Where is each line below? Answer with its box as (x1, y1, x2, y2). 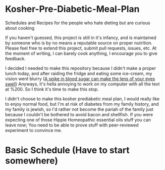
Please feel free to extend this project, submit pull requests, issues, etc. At (5, 45, 157, 51)
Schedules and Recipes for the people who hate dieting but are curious (5, 20, 150, 26)
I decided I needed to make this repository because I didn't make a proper (5, 65, 156, 71)
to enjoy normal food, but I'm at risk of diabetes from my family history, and (5, 101, 159, 107)
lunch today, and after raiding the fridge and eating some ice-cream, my (5, 70, 153, 76)
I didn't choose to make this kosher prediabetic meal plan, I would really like (5, 95, 160, 102)
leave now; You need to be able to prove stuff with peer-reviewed (5, 122, 139, 128)
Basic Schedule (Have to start (5, 145, 130, 156)
